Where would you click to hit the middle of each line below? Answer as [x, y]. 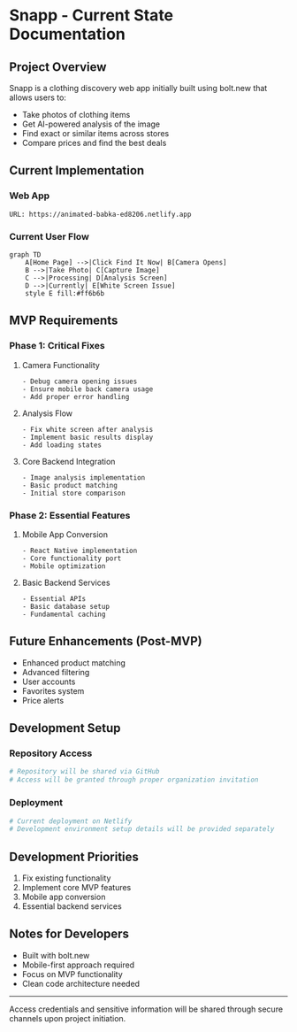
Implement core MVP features [76, 888]
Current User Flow [49, 236]
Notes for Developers [69, 934]
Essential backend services [72, 906]
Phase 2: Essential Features [70, 515]
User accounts [49, 682]
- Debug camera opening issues [80, 381]
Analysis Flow [47, 413]
